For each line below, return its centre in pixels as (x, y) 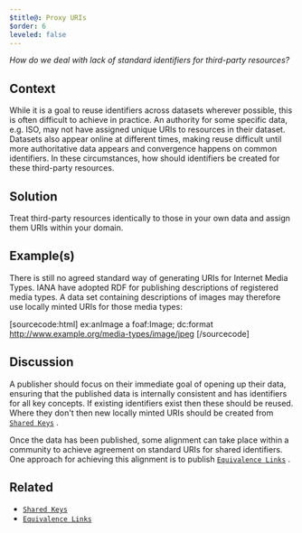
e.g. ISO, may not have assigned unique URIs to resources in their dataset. (147, 130)
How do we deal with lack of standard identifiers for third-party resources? (150, 61)
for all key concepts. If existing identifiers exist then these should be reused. (151, 403)
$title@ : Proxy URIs (48, 18)
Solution (33, 196)
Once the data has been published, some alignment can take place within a (149, 440)
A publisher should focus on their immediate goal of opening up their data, (148, 384)
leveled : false (38, 34)
